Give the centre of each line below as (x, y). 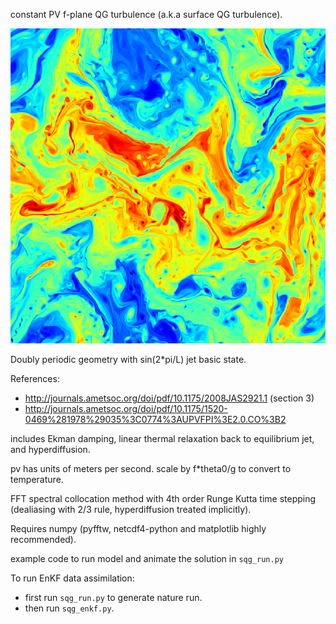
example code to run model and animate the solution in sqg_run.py (147, 558)
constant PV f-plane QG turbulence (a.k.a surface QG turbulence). (146, 14)
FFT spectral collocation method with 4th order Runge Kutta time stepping (163, 498)
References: (35, 378)
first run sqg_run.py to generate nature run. (113, 597)
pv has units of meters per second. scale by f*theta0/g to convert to (151, 468)
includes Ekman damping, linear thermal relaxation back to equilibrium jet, (162, 438)
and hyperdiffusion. (50, 449)
